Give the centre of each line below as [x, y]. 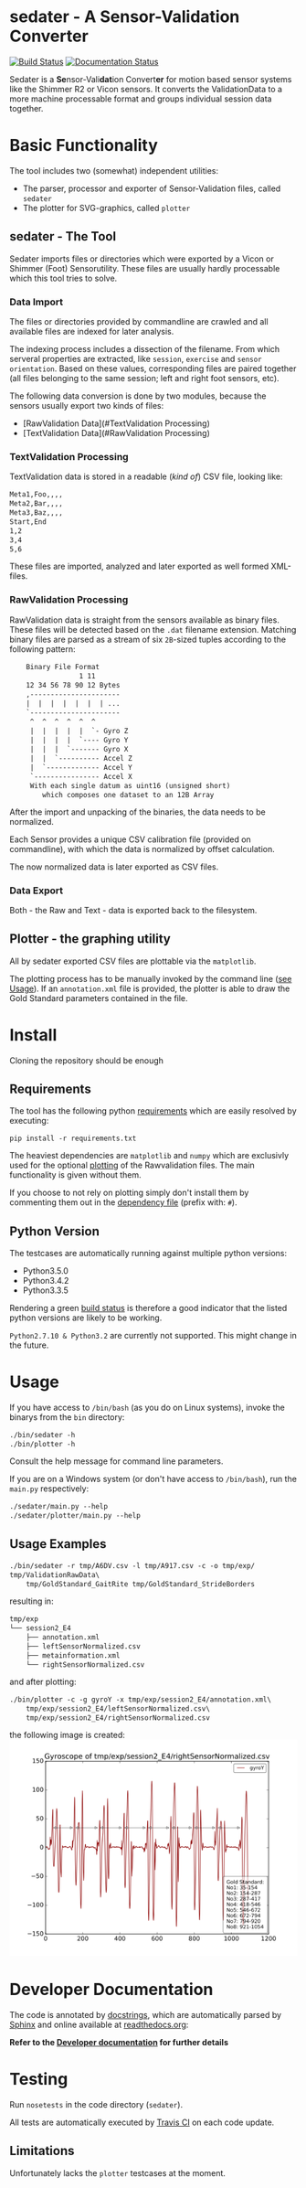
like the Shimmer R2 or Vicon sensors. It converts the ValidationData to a [146, 89]
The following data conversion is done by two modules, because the [138, 396]
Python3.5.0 [45, 1271]
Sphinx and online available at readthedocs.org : [99, 2024]
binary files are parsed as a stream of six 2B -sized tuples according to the [148, 639]
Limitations [42, 2151]
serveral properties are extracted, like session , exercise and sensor [136, 358]
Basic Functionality [84, 146]
